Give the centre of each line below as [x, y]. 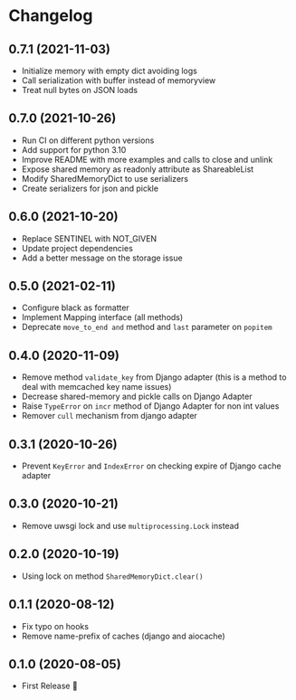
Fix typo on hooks [55, 626]
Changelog [51, 16]
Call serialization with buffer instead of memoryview [119, 80]
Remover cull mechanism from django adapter [110, 416]
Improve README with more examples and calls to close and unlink [147, 159]
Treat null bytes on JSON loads [79, 90]
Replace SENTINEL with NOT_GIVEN [89, 238]
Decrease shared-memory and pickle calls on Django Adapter [137, 397]
